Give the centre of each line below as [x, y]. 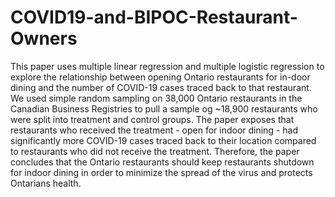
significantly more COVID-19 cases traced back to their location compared [163, 140]
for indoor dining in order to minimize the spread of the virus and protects [161, 172]
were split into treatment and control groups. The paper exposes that [152, 119]
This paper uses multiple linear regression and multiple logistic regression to [167, 66]
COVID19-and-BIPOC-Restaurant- [154, 17]
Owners [44, 38]
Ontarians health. [46, 183]
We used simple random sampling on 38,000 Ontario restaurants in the [156, 98]
